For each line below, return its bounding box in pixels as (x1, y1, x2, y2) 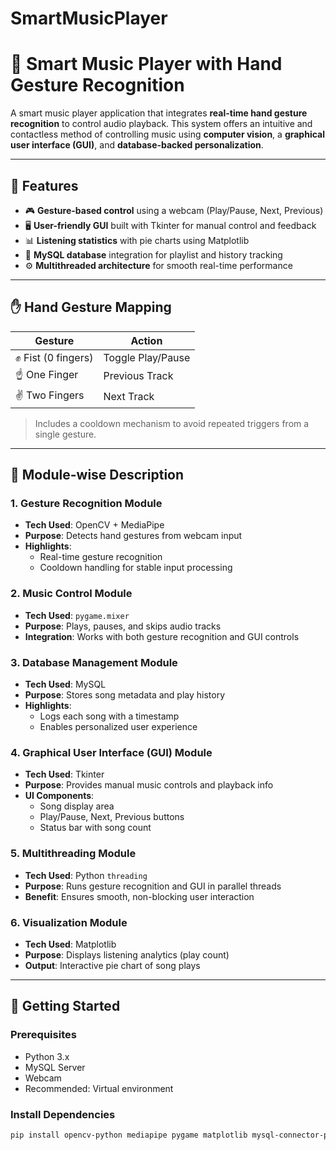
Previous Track (103, 369, 174, 383)
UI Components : (24, 790, 95, 802)
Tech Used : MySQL (24, 678, 107, 691)
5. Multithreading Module (10, 847, 137, 861)
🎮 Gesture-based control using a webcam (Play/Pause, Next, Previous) (24, 204, 324, 216)
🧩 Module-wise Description (10, 467, 185, 484)
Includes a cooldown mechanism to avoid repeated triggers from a (34, 417, 310, 429)
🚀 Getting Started (10, 998, 121, 1015)
